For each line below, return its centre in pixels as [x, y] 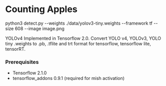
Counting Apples [41, 9]
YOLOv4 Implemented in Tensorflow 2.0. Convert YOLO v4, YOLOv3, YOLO [83, 38]
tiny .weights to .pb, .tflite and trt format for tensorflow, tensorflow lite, [78, 43]
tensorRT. [15, 49]
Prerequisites [22, 62]
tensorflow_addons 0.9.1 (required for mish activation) [68, 78]
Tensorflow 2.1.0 [30, 73]
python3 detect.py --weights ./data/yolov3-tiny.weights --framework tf [79, 23]
